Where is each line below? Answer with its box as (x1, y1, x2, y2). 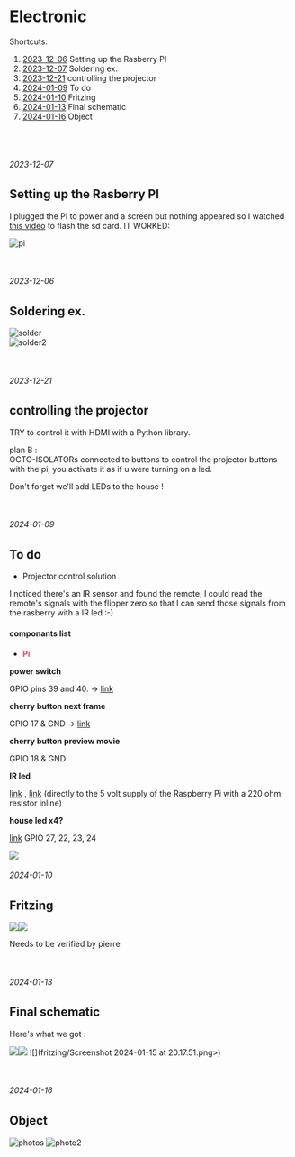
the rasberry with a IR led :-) (9, 607, 114, 618)
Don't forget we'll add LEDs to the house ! (9, 480, 164, 492)
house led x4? (9, 815, 64, 825)
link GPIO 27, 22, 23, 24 (9, 832, 97, 843)
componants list (9, 628, 72, 639)
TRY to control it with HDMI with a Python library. (9, 426, 191, 438)
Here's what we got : (9, 1028, 87, 1039)
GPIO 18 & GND (9, 752, 67, 763)
